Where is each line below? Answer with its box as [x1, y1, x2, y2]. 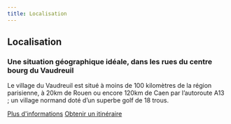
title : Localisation [7, 10, 68, 17]
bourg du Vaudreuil [7, 65, 74, 75]
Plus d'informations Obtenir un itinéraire [7, 109, 122, 118]
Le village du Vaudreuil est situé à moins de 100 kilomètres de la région [7, 82, 212, 90]
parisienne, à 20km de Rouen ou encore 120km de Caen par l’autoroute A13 [7, 88, 225, 98]
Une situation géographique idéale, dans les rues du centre [7, 56, 212, 66]
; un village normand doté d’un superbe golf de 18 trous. [7, 96, 169, 104]
